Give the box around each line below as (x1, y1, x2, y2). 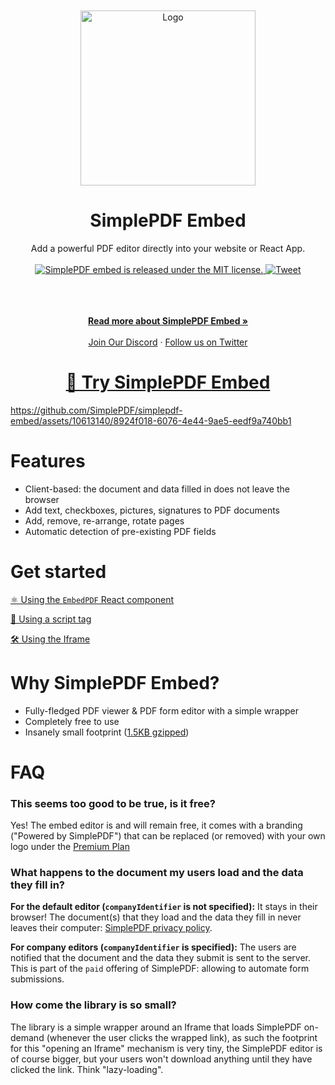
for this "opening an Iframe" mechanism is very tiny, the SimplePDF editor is (10, 1042, 323, 1054)
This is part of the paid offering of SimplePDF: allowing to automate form (10, 963, 310, 975)
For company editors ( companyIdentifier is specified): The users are (10, 941, 297, 953)
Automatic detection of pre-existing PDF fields (24, 525, 217, 537)
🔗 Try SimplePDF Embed (65, 371, 271, 394)
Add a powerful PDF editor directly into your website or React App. (30, 242, 306, 254)
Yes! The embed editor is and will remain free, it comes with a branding (10, 819, 303, 832)
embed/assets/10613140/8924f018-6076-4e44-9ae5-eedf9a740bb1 (10, 414, 292, 427)
